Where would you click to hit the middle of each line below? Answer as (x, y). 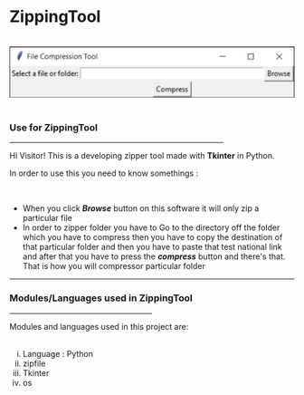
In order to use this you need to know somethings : (104, 173)
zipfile (34, 363)
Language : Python (57, 353)
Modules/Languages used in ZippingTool (101, 298)
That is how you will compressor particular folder (114, 266)
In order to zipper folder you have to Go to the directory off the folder (151, 227)
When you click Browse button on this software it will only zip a (141, 208)
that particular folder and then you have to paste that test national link (152, 247)
